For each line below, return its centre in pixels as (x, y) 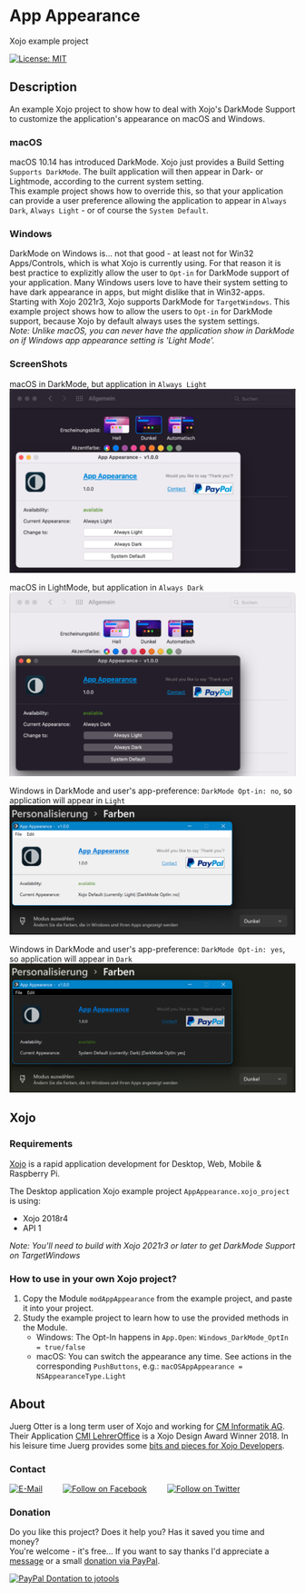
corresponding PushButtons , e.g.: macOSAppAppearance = (139, 1366)
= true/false (61, 1347)
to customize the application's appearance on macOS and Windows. (138, 118)
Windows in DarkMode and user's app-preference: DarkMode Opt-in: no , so (151, 791)
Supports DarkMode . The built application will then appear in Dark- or (137, 172)
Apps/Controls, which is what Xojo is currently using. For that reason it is (145, 264)
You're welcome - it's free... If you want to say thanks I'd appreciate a (139, 1551)
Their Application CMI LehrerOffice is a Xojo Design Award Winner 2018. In (149, 1436)
